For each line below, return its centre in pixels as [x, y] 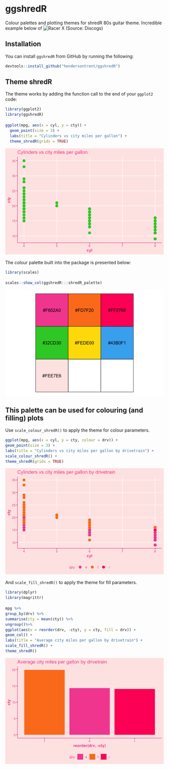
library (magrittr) [24, 598]
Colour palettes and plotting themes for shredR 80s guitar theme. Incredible [83, 23]
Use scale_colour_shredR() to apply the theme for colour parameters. [77, 430]
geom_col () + [19, 635]
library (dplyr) [21, 592]
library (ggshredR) [24, 115]
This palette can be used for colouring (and [74, 410]
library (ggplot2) [23, 109]
